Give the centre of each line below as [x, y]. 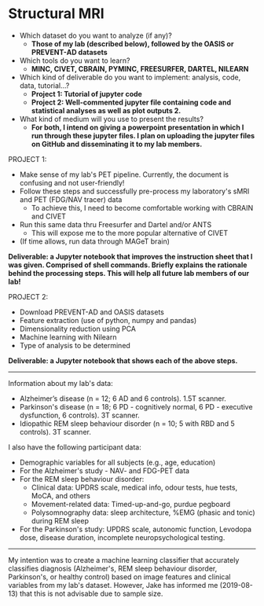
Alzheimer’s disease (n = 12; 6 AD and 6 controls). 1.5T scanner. [123, 398]
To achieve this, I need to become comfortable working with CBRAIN [142, 208]
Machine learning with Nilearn [68, 337]
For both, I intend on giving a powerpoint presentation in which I [137, 127]
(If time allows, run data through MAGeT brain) [95, 241]
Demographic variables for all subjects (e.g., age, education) [117, 462]
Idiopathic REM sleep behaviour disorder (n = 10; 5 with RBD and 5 [127, 423]
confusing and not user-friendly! [72, 182]
